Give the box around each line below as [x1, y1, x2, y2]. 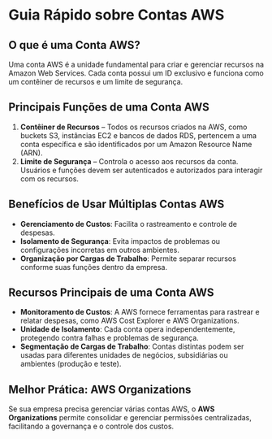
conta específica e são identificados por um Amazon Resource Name [19, 139, 253, 149]
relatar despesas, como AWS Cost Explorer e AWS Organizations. [19, 315, 240, 326]
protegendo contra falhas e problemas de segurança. [19, 333, 199, 343]
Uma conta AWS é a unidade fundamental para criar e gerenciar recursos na [8, 59, 265, 69]
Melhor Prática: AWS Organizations [8, 382, 192, 396]
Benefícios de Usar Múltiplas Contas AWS [8, 198, 225, 211]
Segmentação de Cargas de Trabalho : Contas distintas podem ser [19, 341, 244, 351]
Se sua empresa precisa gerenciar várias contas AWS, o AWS [8, 404, 215, 414]
